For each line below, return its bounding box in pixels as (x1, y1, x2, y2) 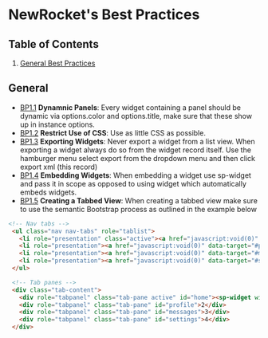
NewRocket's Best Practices (8, 6, 200, 24)
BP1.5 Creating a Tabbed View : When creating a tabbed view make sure (19, 195, 258, 205)
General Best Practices (19, 58, 96, 68)
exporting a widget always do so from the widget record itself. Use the (19, 145, 251, 155)
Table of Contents (8, 37, 100, 51)
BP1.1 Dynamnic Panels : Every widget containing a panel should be (19, 102, 242, 112)
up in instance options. (19, 120, 96, 129)
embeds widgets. (19, 187, 77, 197)
